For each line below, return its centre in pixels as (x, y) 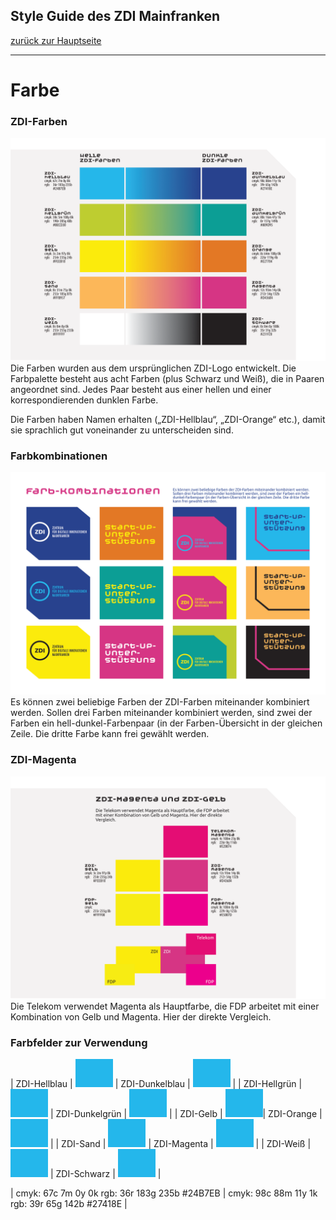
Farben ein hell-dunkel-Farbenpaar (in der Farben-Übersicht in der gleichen (166, 723)
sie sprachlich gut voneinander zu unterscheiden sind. (122, 430)
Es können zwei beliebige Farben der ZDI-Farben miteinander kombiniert (160, 702)
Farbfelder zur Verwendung (79, 1042)
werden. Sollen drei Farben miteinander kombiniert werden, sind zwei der (161, 713)
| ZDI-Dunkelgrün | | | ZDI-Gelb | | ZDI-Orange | (186, 1114)
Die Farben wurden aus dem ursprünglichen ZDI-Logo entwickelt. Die (153, 368)
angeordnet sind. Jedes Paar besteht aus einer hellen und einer (141, 389)
